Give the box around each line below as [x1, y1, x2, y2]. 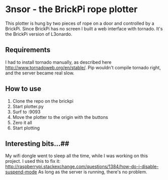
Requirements [5, 46, 50, 54]
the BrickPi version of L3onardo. [5, 31, 72, 37]
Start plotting [12, 125, 40, 131]
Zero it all [12, 119, 32, 125]
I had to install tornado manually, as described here [5, 59, 112, 65]
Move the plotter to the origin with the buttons [12, 114, 108, 120]
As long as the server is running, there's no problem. [38, 169, 147, 175]
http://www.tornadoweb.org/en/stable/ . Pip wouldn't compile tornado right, [5, 64, 161, 70]
